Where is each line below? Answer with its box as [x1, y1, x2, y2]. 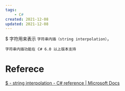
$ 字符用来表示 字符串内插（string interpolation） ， [5, 36, 112, 42]
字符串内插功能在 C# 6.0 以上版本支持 [5, 47, 76, 52]
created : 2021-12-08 [5, 17, 49, 22]
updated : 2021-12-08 [5, 21, 49, 27]
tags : [5, 7, 17, 13]
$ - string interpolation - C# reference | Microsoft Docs [5, 80, 120, 86]
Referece [5, 63, 45, 75]
